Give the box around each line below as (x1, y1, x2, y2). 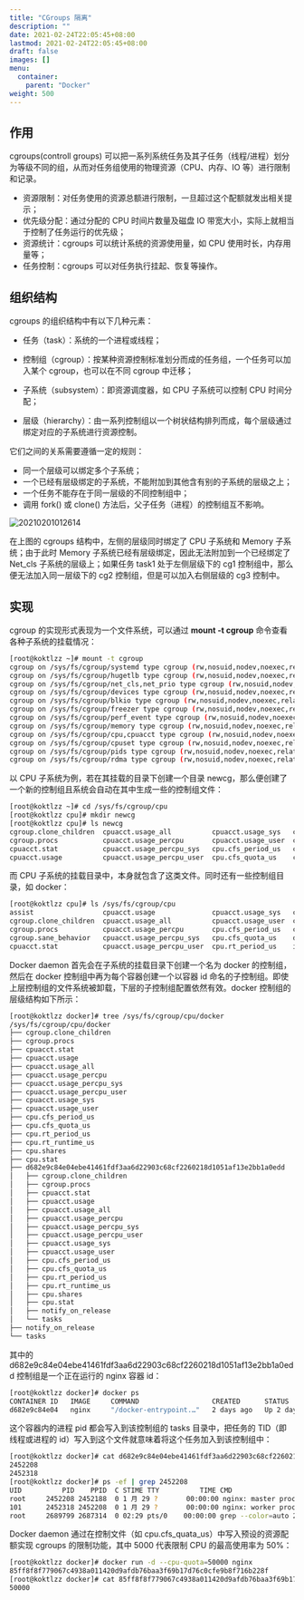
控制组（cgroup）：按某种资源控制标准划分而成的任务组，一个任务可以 (22, 354, 283, 365)
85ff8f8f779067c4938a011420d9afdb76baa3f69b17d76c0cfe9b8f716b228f (9, 1566, 270, 1576)
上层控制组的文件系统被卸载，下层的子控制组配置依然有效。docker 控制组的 (9, 982, 291, 993)
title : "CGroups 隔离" (9, 13, 92, 23)
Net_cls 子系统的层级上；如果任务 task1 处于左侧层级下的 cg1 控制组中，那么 (9, 558, 294, 569)
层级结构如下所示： (9, 994, 81, 1004)
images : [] (9, 55, 51, 64)
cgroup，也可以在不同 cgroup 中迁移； (48, 365, 195, 376)
